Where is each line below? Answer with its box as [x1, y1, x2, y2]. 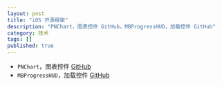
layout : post [7, 10, 45, 17]
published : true [7, 42, 54, 49]
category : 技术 [7, 29, 49, 37]
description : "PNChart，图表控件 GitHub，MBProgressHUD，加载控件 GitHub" [7, 23, 216, 30]
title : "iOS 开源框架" [7, 17, 68, 24]
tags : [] [7, 36, 33, 43]
